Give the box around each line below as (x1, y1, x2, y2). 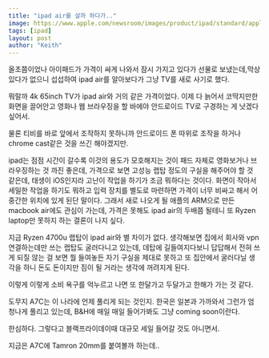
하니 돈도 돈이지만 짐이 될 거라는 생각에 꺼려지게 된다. (22, 263, 190, 272)
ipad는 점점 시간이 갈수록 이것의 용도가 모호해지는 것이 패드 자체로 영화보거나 (8, 155, 250, 165)
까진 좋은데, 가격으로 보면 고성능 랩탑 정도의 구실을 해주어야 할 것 (50, 166, 254, 175)
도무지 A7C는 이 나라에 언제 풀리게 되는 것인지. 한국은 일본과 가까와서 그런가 (8, 297, 247, 307)
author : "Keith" (8, 42, 62, 50)
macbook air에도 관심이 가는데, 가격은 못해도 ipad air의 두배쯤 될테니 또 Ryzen (8, 206, 256, 215)
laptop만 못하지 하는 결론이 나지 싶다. (8, 215, 126, 225)
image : (8, 19, 30, 27)
